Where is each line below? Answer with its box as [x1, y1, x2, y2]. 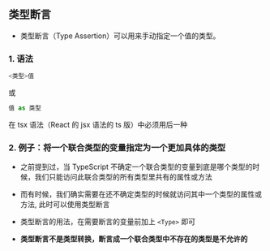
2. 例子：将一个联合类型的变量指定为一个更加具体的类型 [8, 141, 226, 153]
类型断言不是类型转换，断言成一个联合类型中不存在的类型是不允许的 [19, 234, 248, 244]
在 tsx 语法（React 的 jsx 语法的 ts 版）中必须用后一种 [8, 119, 188, 129]
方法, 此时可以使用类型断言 [19, 200, 110, 210]
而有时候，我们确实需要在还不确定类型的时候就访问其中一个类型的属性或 [19, 189, 262, 199]
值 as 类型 [8, 104, 42, 112]
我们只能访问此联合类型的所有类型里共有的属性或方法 [34, 172, 212, 182]
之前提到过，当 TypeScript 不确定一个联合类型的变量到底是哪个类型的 [19, 162, 253, 172]
